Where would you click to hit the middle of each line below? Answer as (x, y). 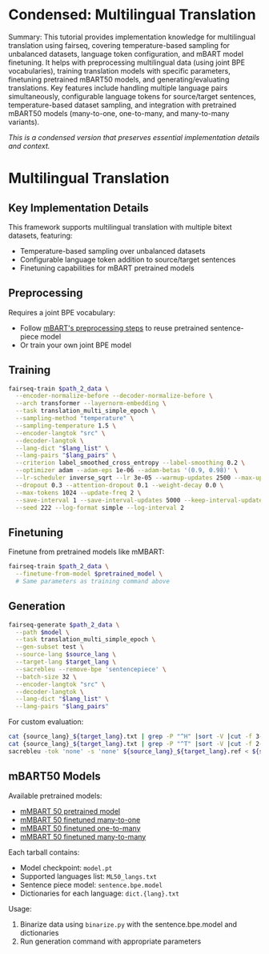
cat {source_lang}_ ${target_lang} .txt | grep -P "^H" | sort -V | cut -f (130, 737)
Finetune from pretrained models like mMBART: (86, 552)
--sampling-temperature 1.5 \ (66, 426)
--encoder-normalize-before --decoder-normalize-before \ (114, 396)
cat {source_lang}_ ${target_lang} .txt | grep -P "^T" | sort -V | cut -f (130, 744)
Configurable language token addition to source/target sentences (128, 259)
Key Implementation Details (79, 208)
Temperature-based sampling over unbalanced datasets (112, 251)
